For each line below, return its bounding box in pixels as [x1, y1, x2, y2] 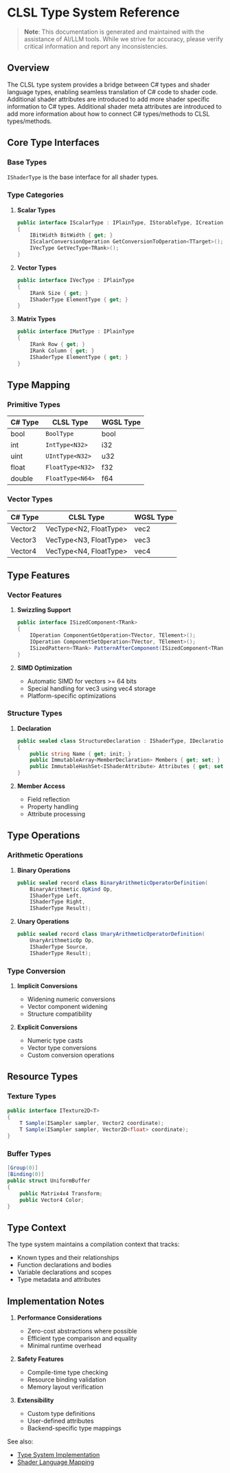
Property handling [27, 803, 79, 811]
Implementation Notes [7, 1295, 105, 1307]
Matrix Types [16, 315, 56, 323]
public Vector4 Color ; [19, 1197, 84, 1203]
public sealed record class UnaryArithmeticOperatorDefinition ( [16, 930, 205, 938]
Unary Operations [16, 917, 70, 926]
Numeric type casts [27, 1036, 84, 1045]
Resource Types [7, 1071, 78, 1082]
